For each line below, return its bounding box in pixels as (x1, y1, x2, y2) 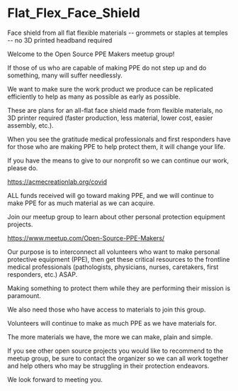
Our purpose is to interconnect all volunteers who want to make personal (7, 247, 220, 256)
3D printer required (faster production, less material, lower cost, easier (7, 114, 213, 122)
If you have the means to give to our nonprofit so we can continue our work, (7, 156, 229, 165)
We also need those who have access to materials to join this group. (7, 305, 206, 314)
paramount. (7, 291, 41, 299)
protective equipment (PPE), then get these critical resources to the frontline (7, 255, 230, 263)
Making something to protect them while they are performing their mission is (7, 284, 231, 292)
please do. (7, 163, 38, 172)
